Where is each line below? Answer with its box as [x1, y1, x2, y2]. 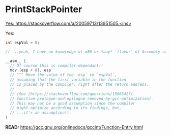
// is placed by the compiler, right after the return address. [10, 82, 149, 87]
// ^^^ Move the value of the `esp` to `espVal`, [10, 73, 117, 78]
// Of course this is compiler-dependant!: [10, 63, 103, 68]
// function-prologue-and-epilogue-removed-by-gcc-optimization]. [10, 96, 154, 101]
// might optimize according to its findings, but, [10, 106, 122, 111]
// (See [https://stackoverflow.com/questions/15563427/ [10, 91, 133, 96]
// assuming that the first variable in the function [10, 77, 126, 82]
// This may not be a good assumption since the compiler [10, 100, 136, 106]
